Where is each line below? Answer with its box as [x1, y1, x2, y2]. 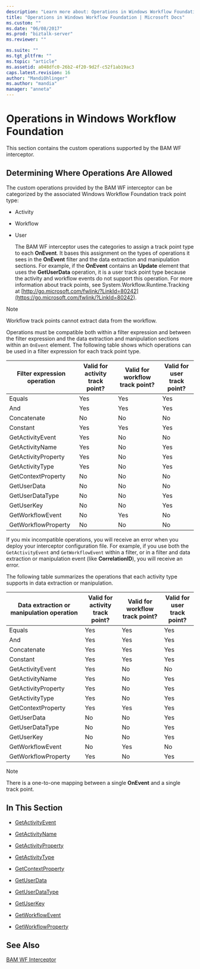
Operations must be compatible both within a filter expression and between [6, 328, 191, 335]
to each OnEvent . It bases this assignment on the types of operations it [14, 249, 190, 256]
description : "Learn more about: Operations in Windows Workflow [6, 8, 171, 15]
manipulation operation [10, 608, 79, 616]
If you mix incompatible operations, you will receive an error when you [6, 536, 179, 543]
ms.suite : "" [6, 47, 39, 54]
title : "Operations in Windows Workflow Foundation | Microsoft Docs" [6, 14, 185, 20]
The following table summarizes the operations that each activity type [6, 573, 177, 580]
